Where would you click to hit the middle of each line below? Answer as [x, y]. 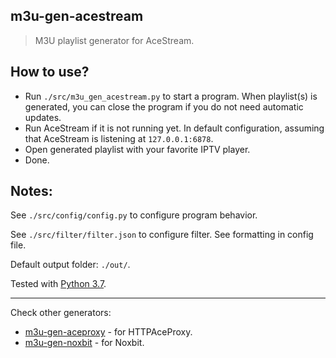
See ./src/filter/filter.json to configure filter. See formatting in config [162, 235]
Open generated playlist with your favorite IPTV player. [137, 149]
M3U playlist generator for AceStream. [114, 40]
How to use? [50, 72]
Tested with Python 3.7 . [58, 284]
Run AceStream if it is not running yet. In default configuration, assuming [174, 128]
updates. [43, 117]
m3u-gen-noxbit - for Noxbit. [84, 343]
